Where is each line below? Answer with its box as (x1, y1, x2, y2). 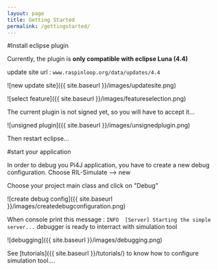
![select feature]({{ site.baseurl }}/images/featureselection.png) (7, 95, 186, 103)
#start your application (7, 148, 71, 156)
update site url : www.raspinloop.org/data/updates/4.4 (7, 68, 160, 76)
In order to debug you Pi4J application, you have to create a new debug (7, 161, 210, 169)
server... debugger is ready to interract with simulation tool (7, 223, 178, 231)
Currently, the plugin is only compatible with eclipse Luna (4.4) (7, 55, 189, 63)
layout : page (7, 10, 45, 17)
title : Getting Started (7, 16, 75, 23)
